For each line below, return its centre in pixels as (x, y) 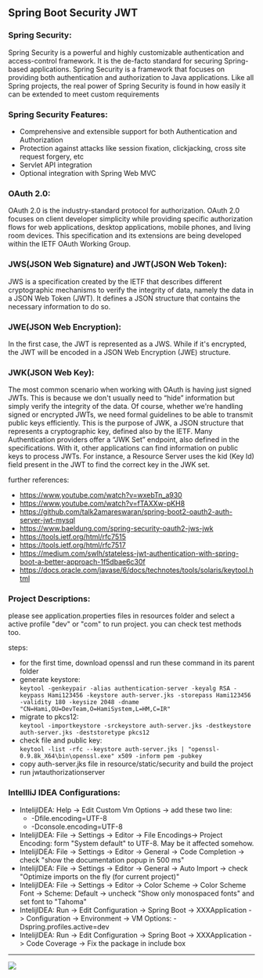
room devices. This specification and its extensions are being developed (125, 235)
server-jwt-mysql (47, 520)
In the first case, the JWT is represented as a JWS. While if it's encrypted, (127, 344)
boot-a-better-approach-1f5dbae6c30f (83, 562)
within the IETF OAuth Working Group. (70, 244)
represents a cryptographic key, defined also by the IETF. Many (110, 432)
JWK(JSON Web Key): (51, 372)
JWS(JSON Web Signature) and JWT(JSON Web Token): (117, 265)
